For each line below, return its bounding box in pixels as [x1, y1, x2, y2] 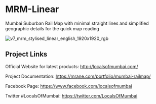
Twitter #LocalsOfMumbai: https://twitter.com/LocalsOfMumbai [5, 92, 138, 99]
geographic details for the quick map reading [5, 25, 100, 31]
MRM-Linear [5, 4, 59, 15]
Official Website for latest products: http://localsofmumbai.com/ [5, 63, 138, 69]
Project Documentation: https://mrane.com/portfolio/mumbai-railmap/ [5, 73, 151, 79]
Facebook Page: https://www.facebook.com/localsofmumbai [5, 83, 133, 89]
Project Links [5, 50, 48, 59]
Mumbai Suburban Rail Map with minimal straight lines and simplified [5, 20, 149, 26]
